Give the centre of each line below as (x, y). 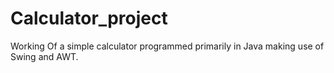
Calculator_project (89, 18)
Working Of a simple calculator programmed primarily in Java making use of (167, 46)
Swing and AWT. (44, 56)
